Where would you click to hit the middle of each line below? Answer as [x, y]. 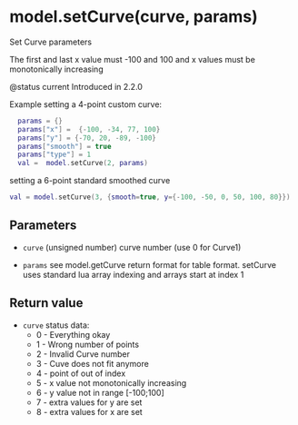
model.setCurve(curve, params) [134, 17]
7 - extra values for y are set [89, 402]
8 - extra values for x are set [89, 411]
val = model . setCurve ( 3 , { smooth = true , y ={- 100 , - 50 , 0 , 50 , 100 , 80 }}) [150, 197]
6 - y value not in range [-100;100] [100, 392]
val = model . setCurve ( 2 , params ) [83, 163]
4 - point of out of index [81, 373]
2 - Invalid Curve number [83, 354]
